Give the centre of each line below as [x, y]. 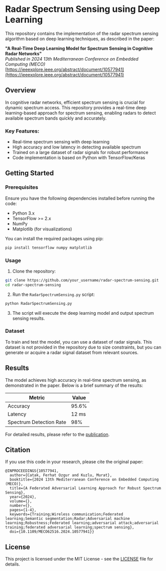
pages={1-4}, [23, 510]
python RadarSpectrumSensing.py [39, 303]
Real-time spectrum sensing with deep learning [61, 142]
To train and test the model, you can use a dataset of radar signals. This [79, 342]
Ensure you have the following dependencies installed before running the [80, 198]
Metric [37, 397]
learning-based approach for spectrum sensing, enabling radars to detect [81, 113]
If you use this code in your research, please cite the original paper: [74, 462]
